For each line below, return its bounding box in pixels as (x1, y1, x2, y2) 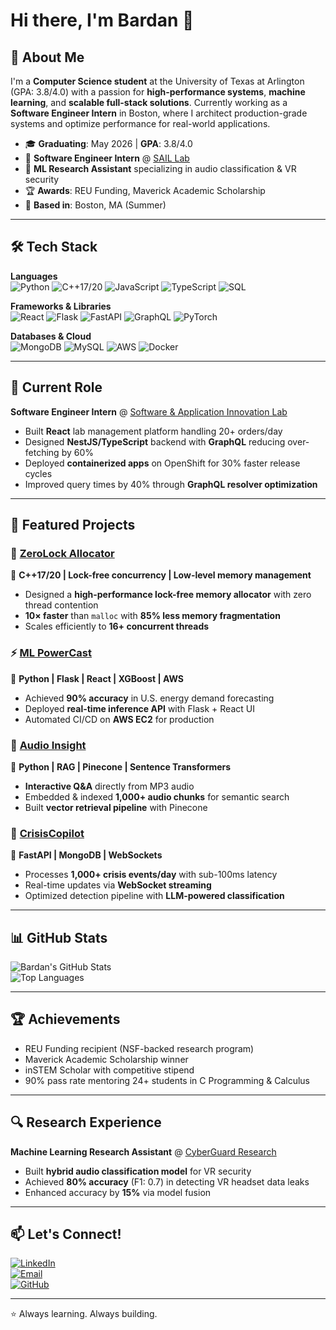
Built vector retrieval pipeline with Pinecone (24, 801, 208, 813)
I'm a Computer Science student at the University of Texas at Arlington (10, 75, 305, 87)
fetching (24, 446, 60, 458)
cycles (24, 467, 53, 479)
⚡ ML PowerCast (10, 646, 92, 660)
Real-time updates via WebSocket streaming (24, 879, 212, 891)
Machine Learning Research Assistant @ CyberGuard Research (10, 1145, 277, 1158)
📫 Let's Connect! (10, 1226, 122, 1243)
